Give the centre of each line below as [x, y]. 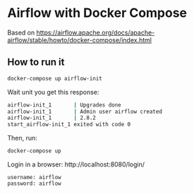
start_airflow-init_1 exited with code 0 [69, 125]
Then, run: [22, 138]
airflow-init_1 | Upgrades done [64, 105]
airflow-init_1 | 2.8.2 [52, 118]
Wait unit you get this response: [53, 92]
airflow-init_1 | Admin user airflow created [85, 111]
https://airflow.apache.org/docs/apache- [96, 32]
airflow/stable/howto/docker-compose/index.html [79, 40]
